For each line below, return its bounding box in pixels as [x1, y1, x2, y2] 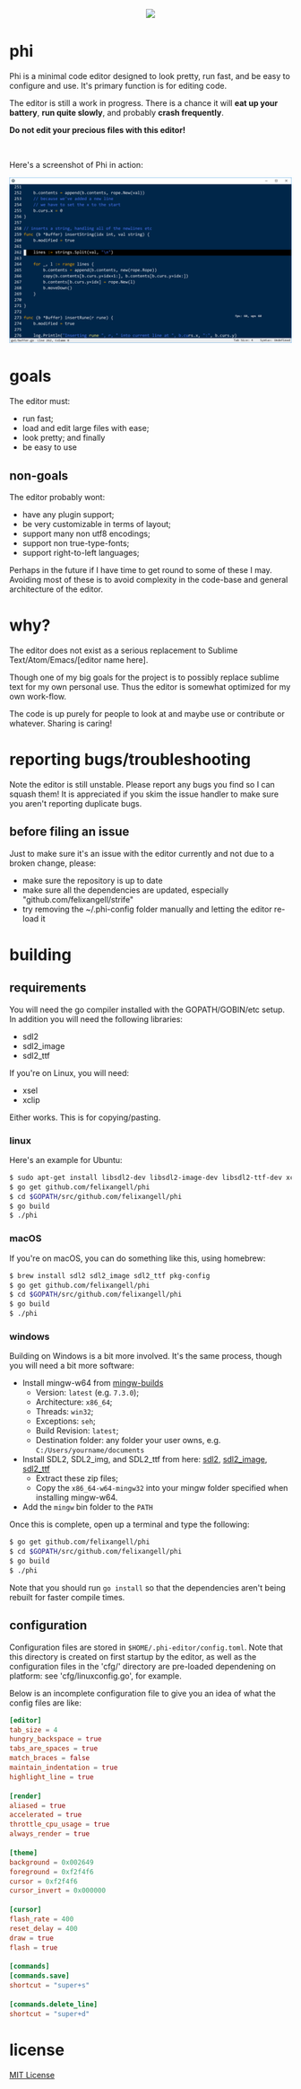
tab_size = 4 [9, 1725, 58, 1734]
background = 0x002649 [9, 1857, 94, 1867]
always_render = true [9, 1829, 90, 1838]
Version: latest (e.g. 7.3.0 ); [35, 1388, 140, 1398]
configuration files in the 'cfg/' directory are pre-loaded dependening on [9, 1661, 276, 1671]
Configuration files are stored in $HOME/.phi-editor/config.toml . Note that [9, 1642, 284, 1653]
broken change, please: [9, 858, 97, 868]
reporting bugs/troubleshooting [9, 750, 252, 770]
